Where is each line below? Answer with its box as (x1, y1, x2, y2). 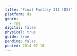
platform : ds (5, 12, 32, 17)
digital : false (5, 25, 36, 30)
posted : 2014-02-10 (5, 43, 45, 48)
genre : (5, 16, 19, 21)
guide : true (5, 35, 29, 39)
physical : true (5, 30, 36, 35)
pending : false (5, 39, 36, 44)
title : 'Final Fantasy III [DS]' (5, 7, 73, 12)
